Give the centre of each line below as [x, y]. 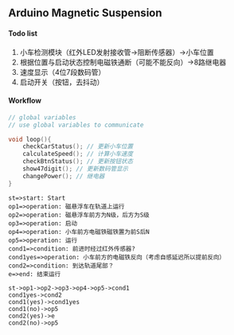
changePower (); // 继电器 [64, 176]
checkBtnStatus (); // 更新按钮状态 [78, 162]
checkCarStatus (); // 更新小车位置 [78, 146]
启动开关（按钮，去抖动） [62, 82]
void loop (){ [30, 139]
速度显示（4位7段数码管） [62, 72]
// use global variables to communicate [76, 125]
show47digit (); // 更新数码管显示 [76, 169]
